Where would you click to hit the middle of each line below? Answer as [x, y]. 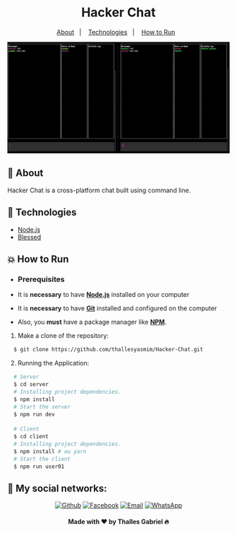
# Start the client [42, 459]
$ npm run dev [34, 414]
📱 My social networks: [57, 488]
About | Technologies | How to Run [116, 32]
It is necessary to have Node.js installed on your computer [103, 295]
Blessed [29, 237]
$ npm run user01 [39, 467]
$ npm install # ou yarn [50, 451]
